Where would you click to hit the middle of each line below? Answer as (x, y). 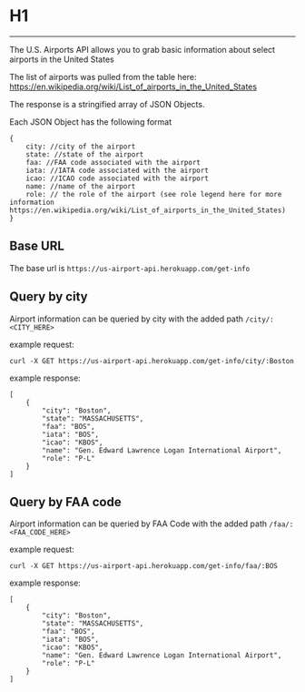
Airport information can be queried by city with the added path (126, 319)
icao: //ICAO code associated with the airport (117, 178)
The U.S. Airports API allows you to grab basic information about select (142, 49)
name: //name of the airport (81, 186)
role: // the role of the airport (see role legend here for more (154, 194)
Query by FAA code (65, 502)
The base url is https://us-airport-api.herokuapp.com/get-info (130, 268)
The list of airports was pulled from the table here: (103, 76)
